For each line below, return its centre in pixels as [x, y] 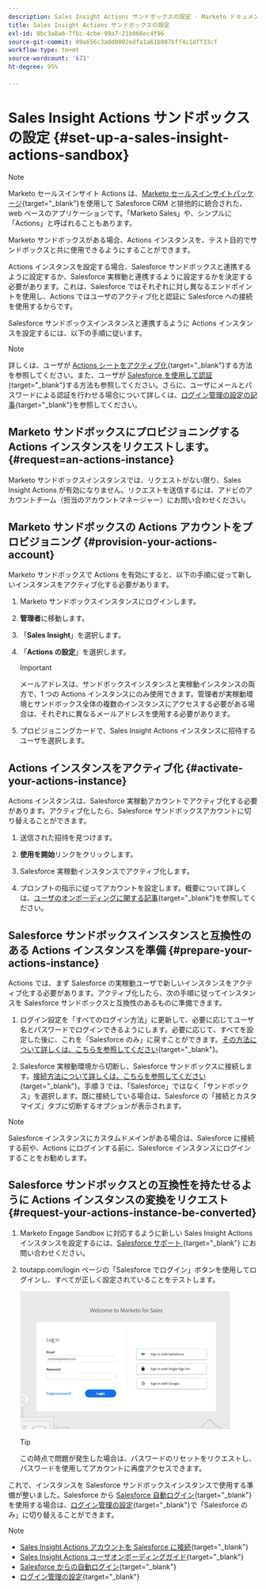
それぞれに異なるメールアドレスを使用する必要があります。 [138, 714]
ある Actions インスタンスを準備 [87, 950]
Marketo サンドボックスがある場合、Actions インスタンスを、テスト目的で [129, 240]
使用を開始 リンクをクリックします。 [78, 855]
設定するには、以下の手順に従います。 [84, 333]
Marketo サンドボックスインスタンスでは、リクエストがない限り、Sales [125, 480]
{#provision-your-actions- [150, 541]
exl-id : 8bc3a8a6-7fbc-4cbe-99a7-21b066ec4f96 [86, 33]
